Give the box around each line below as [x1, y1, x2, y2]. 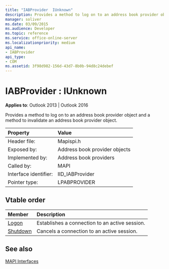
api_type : [5, 54, 26, 60]
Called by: [8, 163, 32, 170]
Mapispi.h [57, 138, 81, 145]
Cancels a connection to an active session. [36, 228, 138, 235]
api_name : [5, 45, 26, 50]
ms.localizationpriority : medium [5, 40, 75, 45]
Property [8, 129, 30, 136]
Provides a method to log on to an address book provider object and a [5, 112, 150, 118]
